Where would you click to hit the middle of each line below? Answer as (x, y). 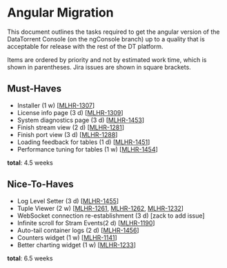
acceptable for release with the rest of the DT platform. (85, 46)
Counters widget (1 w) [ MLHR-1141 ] (67, 237)
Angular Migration (60, 13)
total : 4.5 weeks (30, 163)
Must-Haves (34, 89)
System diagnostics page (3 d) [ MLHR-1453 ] (81, 120)
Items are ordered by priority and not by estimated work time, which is (107, 59)
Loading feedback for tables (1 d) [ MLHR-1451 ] (83, 142)
